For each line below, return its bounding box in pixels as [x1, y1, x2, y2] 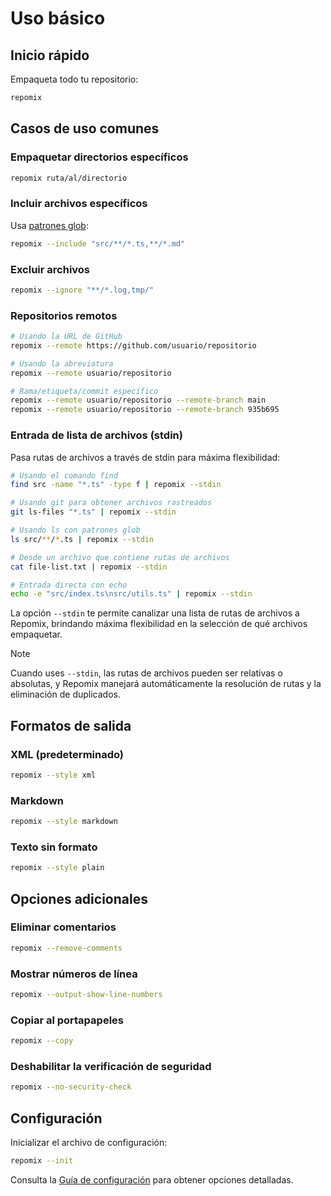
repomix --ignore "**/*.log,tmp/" [10, 285, 155, 295]
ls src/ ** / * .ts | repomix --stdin [10, 534, 155, 544]
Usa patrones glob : [10, 219, 89, 231]
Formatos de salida [10, 717, 132, 734]
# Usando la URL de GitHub [10, 332, 123, 342]
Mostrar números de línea [10, 967, 138, 981]
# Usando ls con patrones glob [10, 525, 141, 535]
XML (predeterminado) [10, 747, 124, 761]
